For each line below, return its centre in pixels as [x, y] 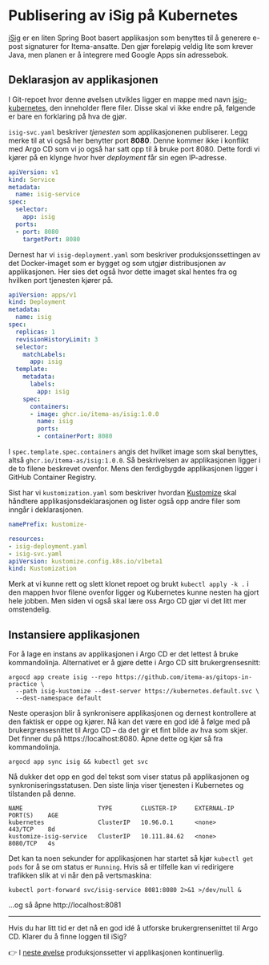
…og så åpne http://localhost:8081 [65, 905]
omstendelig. [30, 610]
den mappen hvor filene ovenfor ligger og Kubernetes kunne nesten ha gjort [134, 592]
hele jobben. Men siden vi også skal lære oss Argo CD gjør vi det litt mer [127, 601]
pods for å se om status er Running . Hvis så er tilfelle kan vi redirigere [121, 867]
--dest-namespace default [59, 699]
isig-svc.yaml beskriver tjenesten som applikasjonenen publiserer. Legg [128, 131]
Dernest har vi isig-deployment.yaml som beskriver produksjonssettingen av [134, 254]
